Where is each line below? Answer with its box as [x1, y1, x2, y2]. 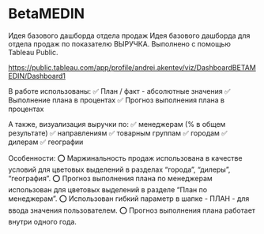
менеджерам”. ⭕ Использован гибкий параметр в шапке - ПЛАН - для [8, 194, 250, 203]
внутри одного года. [8, 217, 77, 226]
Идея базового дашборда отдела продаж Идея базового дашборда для [8, 31, 251, 40]
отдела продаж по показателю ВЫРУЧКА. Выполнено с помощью [8, 39, 231, 48]
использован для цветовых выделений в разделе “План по [8, 184, 208, 194]
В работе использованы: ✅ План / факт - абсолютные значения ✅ [8, 86, 231, 95]
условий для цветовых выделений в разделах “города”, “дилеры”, [8, 165, 231, 174]
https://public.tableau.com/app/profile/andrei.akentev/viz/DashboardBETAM [8, 62, 257, 72]
